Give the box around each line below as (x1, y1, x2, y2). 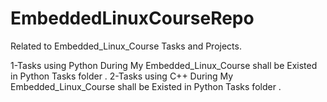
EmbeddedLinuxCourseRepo (10, 7, 255, 30)
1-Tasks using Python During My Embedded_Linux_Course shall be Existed (10, 59, 318, 71)
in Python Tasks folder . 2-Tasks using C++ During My (10, 70, 234, 82)
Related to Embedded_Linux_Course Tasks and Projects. (10, 40, 242, 52)
